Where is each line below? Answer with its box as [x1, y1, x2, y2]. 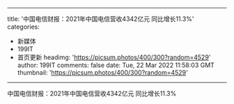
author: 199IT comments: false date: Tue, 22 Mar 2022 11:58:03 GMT [17, 61, 214, 69]
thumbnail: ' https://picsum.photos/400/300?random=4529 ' [17, 68, 188, 77]
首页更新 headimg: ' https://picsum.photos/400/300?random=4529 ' [17, 53, 211, 61]
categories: [7, 22, 40, 31]
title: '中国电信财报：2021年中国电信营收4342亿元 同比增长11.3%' [7, 15, 194, 23]
